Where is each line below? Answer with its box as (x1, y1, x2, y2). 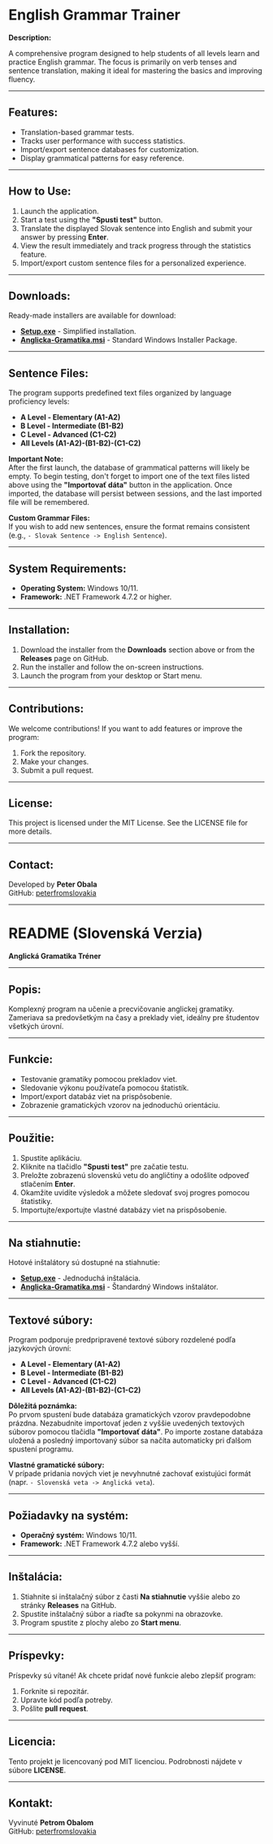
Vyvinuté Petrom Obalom (8, 1818, 94, 1828)
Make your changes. (19, 756, 89, 766)
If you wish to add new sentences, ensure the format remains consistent (8, 522, 250, 532)
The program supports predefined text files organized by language (8, 388, 232, 398)
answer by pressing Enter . (19, 232, 110, 242)
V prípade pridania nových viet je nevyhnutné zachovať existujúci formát (8, 1469, 252, 1478)
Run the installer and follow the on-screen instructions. (19, 662, 205, 672)
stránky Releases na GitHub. (19, 1600, 117, 1610)
